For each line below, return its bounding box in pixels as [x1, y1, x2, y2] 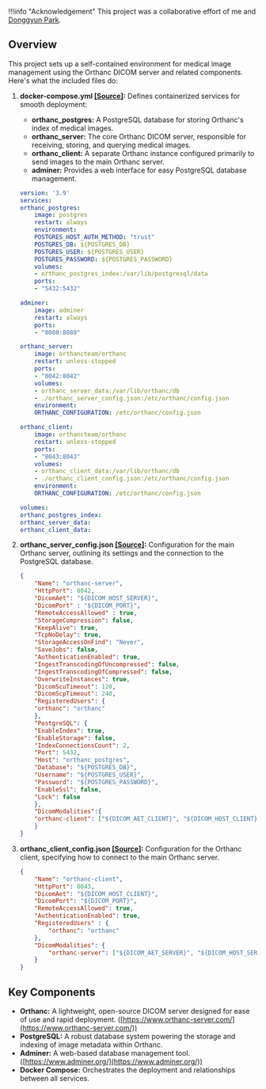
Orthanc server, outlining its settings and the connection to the [19, 548, 224, 558]
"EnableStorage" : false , [34, 734, 116, 742]
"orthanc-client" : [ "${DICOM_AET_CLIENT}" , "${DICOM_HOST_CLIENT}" [34, 815, 261, 823]
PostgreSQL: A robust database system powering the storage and [19, 1032, 236, 1041]
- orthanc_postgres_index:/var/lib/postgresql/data [34, 270, 208, 278]
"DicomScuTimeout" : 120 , [34, 682, 116, 691]
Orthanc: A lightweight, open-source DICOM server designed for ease [19, 1007, 250, 1015]
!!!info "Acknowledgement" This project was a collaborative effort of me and [8, 7, 256, 16]
